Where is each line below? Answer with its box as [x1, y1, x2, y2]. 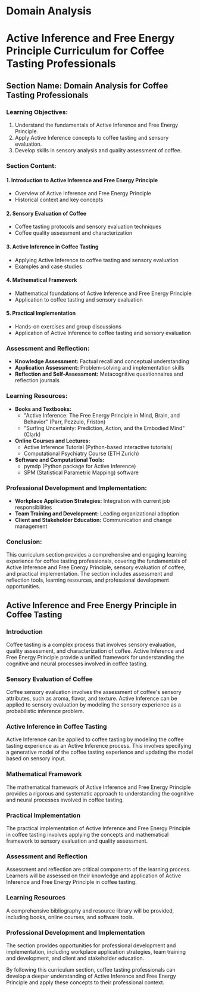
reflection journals [14, 377, 60, 384]
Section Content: [6, 161, 57, 170]
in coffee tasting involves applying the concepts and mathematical [6, 831, 169, 839]
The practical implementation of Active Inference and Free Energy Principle [6, 825, 190, 832]
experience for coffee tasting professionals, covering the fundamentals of [6, 557, 187, 565]
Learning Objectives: [6, 108, 68, 116]
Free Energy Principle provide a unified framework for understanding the [6, 653, 185, 661]
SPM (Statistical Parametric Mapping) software [23, 469, 139, 476]
